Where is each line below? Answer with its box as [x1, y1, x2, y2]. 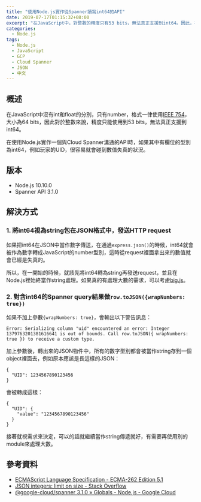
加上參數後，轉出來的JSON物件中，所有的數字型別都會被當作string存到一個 [6, 347, 192, 354]
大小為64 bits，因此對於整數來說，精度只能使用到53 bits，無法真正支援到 [6, 118, 187, 126]
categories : [6, 25, 36, 32]
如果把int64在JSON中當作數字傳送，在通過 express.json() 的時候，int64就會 [6, 241, 194, 248]
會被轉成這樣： [6, 388, 43, 396]
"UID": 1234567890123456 [11, 372, 74, 378]
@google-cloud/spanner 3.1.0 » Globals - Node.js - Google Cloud [14, 488, 176, 495]
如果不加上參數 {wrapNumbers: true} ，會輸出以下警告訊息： [6, 313, 152, 321]
